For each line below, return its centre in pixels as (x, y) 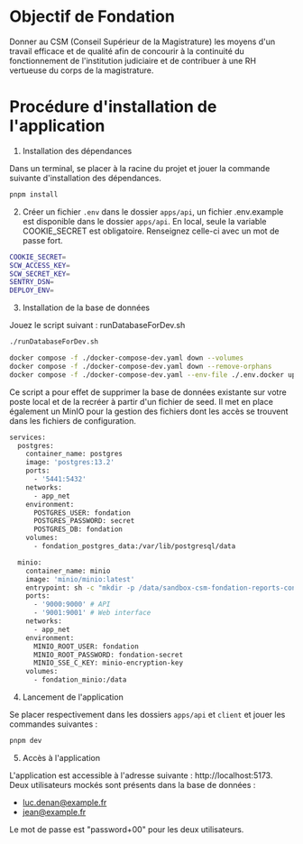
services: (28, 437)
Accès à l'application (61, 757)
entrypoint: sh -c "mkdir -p (80, 588)
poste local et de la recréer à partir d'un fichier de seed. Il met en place (141, 401)
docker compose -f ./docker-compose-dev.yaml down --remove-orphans (141, 366)
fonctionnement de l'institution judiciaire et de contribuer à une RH (133, 60)
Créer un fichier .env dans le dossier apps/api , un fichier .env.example (153, 211)
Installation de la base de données (86, 307)
